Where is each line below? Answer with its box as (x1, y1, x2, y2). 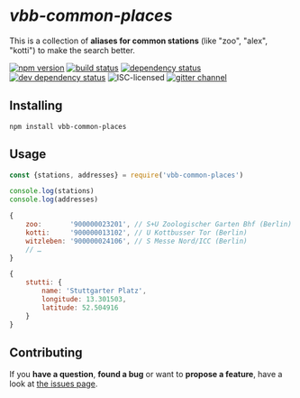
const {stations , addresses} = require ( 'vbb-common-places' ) (9, 171, 244, 180)
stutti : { (25, 278, 63, 287)
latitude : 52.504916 (41, 303, 119, 312)
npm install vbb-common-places (9, 122, 127, 131)
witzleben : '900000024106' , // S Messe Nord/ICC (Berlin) (25, 236, 248, 245)
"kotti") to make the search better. (9, 44, 135, 55)
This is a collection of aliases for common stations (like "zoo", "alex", (9, 35, 268, 46)
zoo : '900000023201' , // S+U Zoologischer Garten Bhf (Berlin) (25, 220, 293, 229)
